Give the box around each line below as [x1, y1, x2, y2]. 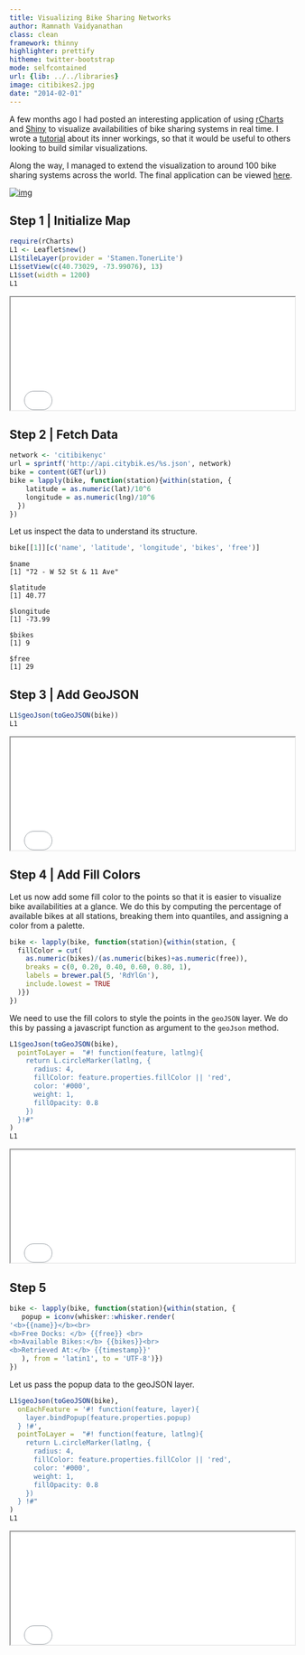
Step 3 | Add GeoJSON [9, 687, 140, 702]
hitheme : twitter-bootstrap [9, 55, 116, 64]
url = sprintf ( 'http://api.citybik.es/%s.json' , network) [9, 460, 232, 469]
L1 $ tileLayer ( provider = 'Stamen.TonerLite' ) [9, 254, 183, 263]
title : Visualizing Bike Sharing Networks [9, 13, 171, 23]
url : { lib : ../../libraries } [9, 72, 119, 81]
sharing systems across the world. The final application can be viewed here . [9, 169, 293, 181]
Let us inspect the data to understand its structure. [9, 525, 199, 537]
